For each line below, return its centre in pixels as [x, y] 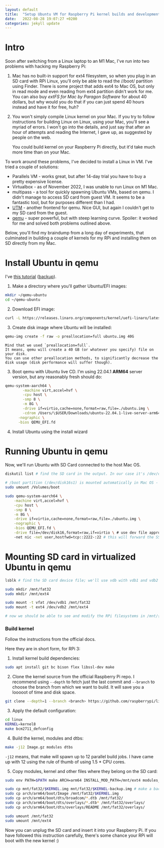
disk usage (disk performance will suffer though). [59, 362]
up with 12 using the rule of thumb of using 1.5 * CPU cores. [65, 762]
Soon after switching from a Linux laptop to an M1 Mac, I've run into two [77, 61]
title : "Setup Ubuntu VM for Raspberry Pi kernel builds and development [83, 14]
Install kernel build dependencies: [46, 658]
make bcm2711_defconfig [29, 729]
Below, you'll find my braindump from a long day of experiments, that [74, 233]
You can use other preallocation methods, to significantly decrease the [82, 358]
